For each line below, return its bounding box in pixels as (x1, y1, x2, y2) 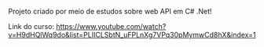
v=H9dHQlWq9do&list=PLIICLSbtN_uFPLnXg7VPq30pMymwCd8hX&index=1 (8, 31, 256, 39)
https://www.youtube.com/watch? (56, 22, 167, 31)
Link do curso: (8, 22, 55, 31)
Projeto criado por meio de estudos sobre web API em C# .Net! (8, 7, 212, 16)
